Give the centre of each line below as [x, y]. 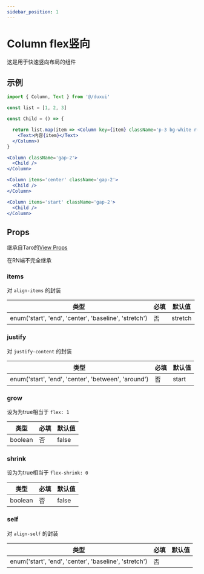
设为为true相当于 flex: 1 [38, 412]
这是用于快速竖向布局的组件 [41, 62]
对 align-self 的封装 [33, 533]
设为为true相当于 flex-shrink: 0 [48, 473]
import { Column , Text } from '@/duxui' [59, 97]
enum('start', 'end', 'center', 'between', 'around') [79, 379]
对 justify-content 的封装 [39, 351]
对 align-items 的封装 [34, 290]
